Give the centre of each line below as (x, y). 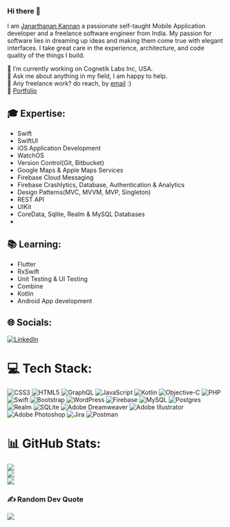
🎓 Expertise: (36, 113)
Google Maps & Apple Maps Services (70, 170)
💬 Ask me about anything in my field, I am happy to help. (87, 76)
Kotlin (25, 294)
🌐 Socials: (30, 323)
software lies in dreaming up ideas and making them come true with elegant (115, 41)
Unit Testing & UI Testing (52, 278)
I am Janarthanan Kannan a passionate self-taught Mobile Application (106, 26)
